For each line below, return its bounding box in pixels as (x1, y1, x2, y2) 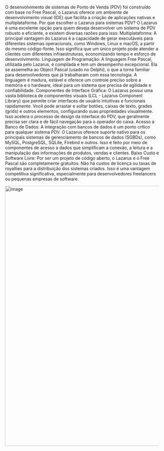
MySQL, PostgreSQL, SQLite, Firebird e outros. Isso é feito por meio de (5, 140, 147, 145)
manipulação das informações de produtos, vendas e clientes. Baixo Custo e (5, 150, 159, 156)
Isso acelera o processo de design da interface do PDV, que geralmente (5, 114, 150, 119)
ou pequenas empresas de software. (5, 176, 79, 182)
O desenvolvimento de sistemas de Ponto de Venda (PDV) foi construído (5, 4, 151, 10)
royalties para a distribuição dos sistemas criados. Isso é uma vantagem (5, 166, 150, 171)
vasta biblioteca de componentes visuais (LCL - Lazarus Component (5, 93, 143, 99)
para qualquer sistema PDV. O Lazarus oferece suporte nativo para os (5, 129, 145, 135)
